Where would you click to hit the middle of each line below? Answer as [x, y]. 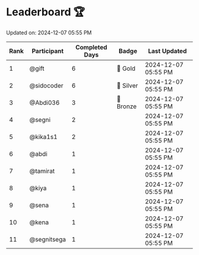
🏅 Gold [126, 68]
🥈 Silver [127, 86]
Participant [48, 51]
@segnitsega [48, 239]
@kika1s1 [44, 137]
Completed [92, 47]
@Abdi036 [45, 102]
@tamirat [42, 171]
